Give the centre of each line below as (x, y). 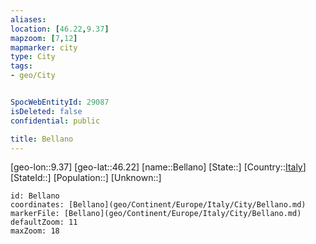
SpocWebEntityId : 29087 (60, 102)
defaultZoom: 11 (44, 222)
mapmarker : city (44, 47)
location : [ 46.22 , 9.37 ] (60, 29)
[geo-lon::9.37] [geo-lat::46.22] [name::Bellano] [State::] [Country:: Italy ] (158, 167)
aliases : (28, 19)
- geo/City (33, 76)
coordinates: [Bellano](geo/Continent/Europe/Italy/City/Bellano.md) (158, 205)
